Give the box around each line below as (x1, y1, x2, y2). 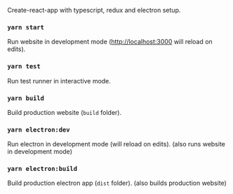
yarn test (7, 62, 41, 71)
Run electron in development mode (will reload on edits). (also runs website (7, 140, 226, 148)
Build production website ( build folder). (7, 108, 121, 116)
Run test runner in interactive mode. (7, 76, 111, 85)
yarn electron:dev (7, 125, 70, 134)
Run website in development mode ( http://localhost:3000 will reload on (7, 38, 213, 46)
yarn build (7, 94, 44, 102)
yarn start (7, 23, 44, 31)
